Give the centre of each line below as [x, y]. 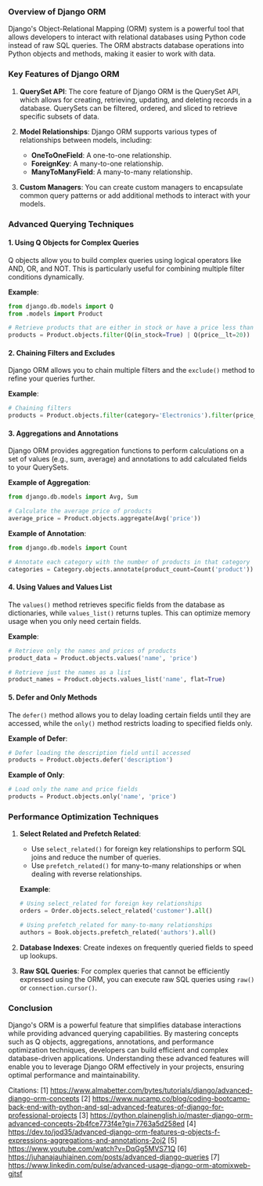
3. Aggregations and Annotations [63, 433]
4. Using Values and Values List [60, 587]
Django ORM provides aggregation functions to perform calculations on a [126, 451]
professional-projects [43, 1115]
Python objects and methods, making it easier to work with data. [112, 54]
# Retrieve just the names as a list [70, 672]
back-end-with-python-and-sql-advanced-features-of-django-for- [116, 1107]
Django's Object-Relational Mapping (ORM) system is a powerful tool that [126, 29]
